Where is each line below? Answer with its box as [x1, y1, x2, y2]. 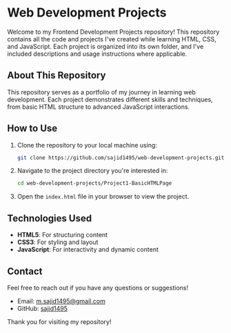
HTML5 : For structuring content [17, 231, 108, 239]
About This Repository [7, 70, 106, 81]
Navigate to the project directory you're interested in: [17, 167, 168, 175]
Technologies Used [7, 212, 92, 224]
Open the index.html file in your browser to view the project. [17, 192, 190, 201]
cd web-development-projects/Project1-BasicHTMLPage [17, 180, 172, 187]
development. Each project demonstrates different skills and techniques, [7, 95, 213, 103]
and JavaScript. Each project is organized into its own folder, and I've [7, 42, 204, 50]
